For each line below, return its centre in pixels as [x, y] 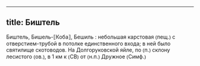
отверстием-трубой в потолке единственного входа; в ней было [88, 43]
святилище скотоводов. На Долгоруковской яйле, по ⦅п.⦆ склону [88, 50]
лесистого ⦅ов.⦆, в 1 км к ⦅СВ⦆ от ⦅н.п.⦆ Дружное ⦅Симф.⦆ [76, 56]
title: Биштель [33, 22]
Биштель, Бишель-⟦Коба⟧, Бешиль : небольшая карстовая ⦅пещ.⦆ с [91, 37]
